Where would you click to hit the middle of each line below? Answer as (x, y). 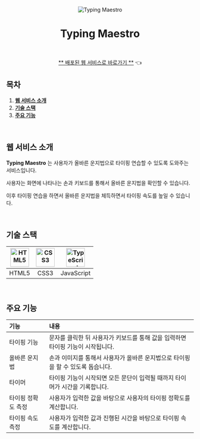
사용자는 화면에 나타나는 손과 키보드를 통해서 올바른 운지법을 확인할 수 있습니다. (98, 183)
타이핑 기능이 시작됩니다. (82, 347)
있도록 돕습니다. (91, 367)
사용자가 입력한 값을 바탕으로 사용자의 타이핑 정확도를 (120, 398)
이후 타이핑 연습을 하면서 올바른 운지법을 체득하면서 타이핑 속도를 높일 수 (90, 195)
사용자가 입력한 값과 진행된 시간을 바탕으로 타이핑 (114, 418)
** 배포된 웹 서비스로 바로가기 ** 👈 (100, 62)
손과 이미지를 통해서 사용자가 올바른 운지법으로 (111, 358)
